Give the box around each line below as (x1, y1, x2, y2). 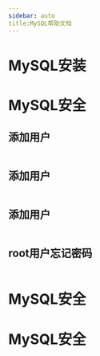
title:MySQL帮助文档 (8, 19, 72, 27)
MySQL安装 (8, 56, 86, 75)
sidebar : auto (8, 11, 56, 20)
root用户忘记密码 (8, 246, 93, 260)
